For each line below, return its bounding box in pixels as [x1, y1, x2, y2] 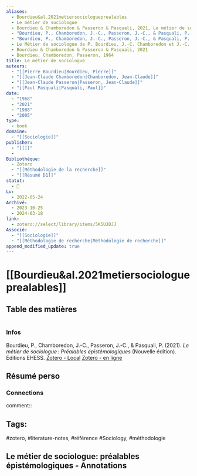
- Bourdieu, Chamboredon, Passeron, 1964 [11, 52, 114, 58]
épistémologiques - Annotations [6, 461, 127, 471]
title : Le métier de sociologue [6, 58, 85, 63]
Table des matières [6, 304, 77, 314]
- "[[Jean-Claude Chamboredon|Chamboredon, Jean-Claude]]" [11, 74, 159, 80]
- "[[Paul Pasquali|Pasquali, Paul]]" [11, 85, 107, 91]
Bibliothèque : [6, 156, 41, 162]
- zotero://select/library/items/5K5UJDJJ [11, 221, 117, 227]
